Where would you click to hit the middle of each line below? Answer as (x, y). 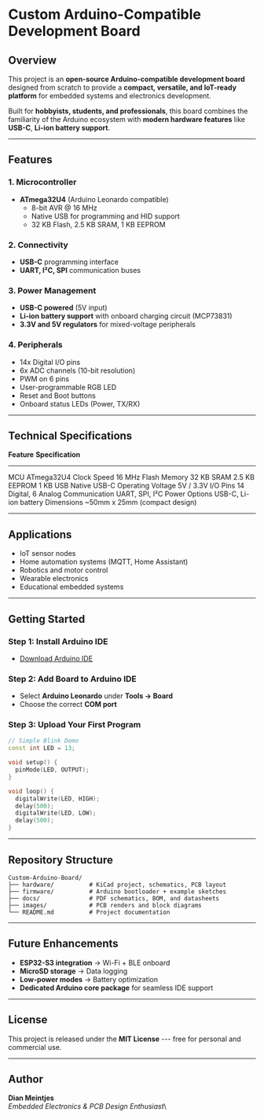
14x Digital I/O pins (50, 362)
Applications (40, 534)
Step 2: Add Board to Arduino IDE (72, 679)
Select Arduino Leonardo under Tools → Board (96, 696)
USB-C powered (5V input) (63, 307)
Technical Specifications (70, 435)
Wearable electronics (54, 579)
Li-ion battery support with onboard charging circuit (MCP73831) (126, 316)
